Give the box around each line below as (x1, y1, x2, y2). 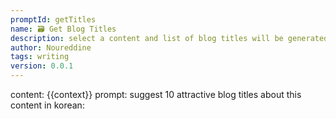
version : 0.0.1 (10, 61, 74, 71)
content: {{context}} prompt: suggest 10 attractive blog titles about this (10, 89, 302, 100)
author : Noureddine (10, 42, 92, 53)
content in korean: (10, 99, 85, 111)
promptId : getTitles (10, 14, 97, 25)
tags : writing (10, 52, 70, 62)
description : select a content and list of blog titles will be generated (10, 33, 329, 43)
